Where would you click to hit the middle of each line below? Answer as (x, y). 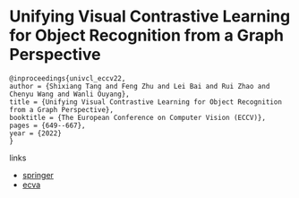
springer (38, 175)
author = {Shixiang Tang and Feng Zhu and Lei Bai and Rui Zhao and (140, 86)
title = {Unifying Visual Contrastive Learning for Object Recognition (145, 102)
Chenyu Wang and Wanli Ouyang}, (69, 94)
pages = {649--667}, (48, 125)
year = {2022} (36, 133)
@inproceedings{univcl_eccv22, (68, 78)
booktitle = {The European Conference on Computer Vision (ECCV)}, (138, 117)
